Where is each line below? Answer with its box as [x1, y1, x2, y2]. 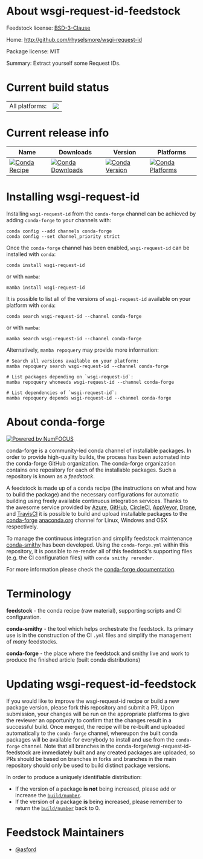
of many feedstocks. [6, 637, 58, 645]
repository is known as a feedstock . [6, 472, 95, 479]
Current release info [6, 126, 109, 140]
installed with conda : [6, 250, 56, 258]
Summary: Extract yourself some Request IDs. [6, 59, 121, 67]
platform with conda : [6, 301, 56, 309]
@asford [14, 846, 37, 853]
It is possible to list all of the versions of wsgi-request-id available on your [6, 295, 191, 302]
